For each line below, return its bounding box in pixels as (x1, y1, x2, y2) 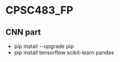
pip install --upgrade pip (14, 43, 74, 50)
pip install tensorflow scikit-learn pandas (14, 49, 114, 56)
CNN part (5, 27, 41, 37)
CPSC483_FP (5, 4, 74, 17)
